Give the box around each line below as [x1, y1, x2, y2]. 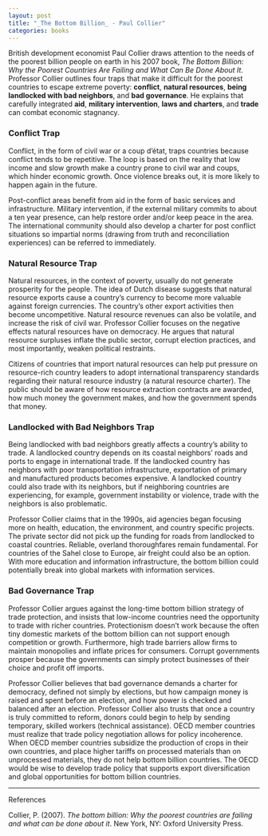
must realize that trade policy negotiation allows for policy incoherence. [8, 729, 243, 739]
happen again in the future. [8, 180, 97, 189]
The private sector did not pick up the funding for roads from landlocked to [8, 532, 255, 541]
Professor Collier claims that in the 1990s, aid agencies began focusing [8, 514, 242, 524]
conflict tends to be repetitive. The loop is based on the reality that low [8, 154, 241, 164]
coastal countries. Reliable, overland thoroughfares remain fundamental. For [8, 540, 258, 549]
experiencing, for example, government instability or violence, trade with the [8, 490, 259, 500]
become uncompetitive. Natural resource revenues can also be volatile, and [8, 309, 257, 319]
